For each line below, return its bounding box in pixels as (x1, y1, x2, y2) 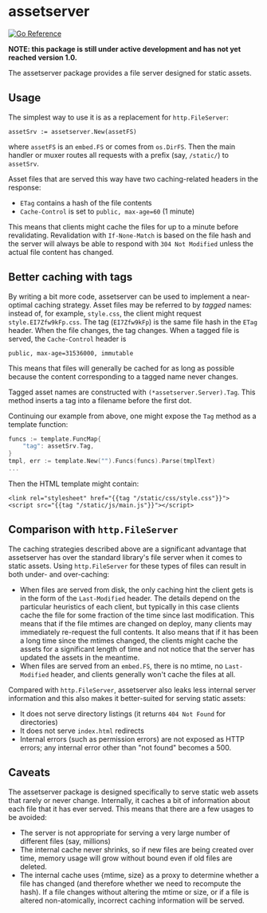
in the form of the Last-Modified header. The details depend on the (19, 593, 241, 603)
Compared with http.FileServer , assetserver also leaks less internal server (8, 684, 257, 695)
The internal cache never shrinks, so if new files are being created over (19, 844, 254, 854)
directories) (19, 717, 58, 727)
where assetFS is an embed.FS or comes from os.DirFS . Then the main (8, 142, 236, 151)
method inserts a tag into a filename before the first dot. (8, 395, 192, 405)
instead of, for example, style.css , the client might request (8, 308, 202, 318)
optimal (8, 300, 33, 309)
